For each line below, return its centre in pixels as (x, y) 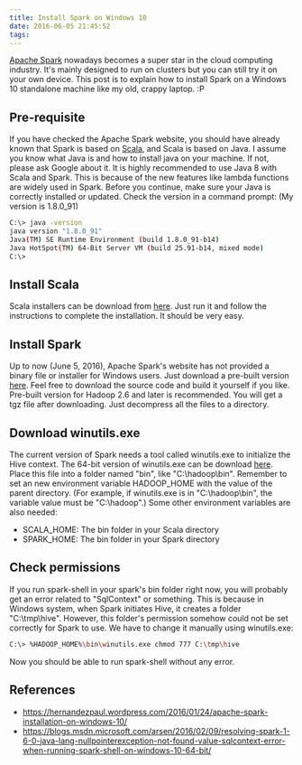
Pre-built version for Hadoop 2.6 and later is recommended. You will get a (146, 395)
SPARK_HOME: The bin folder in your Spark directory (121, 539)
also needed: (33, 512)
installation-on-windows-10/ (75, 721)
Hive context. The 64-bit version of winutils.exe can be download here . (141, 464)
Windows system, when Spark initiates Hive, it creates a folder (125, 608)
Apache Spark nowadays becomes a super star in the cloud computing (141, 61)
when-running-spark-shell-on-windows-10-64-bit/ (117, 750)
